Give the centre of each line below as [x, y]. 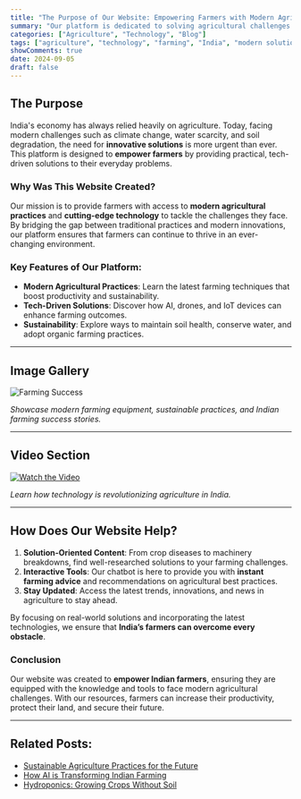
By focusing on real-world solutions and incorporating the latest [127, 617]
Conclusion [36, 659]
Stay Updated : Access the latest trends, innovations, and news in [143, 591]
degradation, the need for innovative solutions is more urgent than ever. [144, 144]
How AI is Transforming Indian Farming [95, 775]
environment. [71, 243]
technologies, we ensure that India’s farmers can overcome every [133, 626]
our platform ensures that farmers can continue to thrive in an [124, 234]
